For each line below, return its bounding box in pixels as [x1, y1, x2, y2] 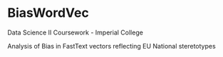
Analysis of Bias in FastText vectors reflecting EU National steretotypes [7, 42, 216, 50]
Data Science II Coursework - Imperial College [7, 28, 144, 37]
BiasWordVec [7, 5, 89, 21]
